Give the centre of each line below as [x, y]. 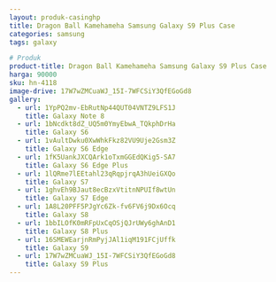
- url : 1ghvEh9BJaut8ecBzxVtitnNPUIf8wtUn [96, 190]
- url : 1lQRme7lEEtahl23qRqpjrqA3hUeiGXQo [96, 174]
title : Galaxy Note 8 [65, 116]
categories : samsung [47, 34]
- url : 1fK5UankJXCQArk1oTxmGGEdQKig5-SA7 [96, 157]
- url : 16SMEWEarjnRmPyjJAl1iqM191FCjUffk [96, 239]
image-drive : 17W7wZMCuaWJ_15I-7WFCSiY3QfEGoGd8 [100, 91]
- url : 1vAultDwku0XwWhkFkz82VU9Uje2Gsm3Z [96, 141]
